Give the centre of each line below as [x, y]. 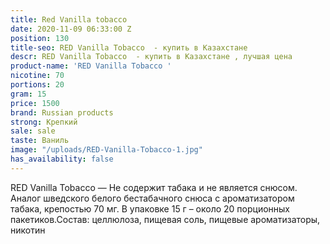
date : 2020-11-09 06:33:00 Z [71, 29]
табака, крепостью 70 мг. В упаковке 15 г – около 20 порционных [150, 208]
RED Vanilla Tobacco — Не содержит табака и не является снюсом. [154, 187]
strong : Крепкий [44, 122]
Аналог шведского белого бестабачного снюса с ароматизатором [152, 198]
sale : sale [33, 131]
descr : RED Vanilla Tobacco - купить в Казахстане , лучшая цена [151, 57]
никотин [28, 230]
